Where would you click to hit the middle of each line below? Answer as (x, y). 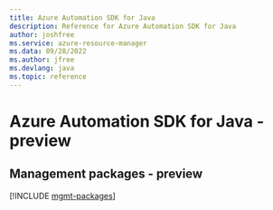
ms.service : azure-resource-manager (78, 43)
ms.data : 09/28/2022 (48, 52)
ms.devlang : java (42, 69)
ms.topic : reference (48, 77)
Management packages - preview (106, 174)
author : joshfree (42, 34)
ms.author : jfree (42, 60)
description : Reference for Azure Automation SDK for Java (123, 26)
